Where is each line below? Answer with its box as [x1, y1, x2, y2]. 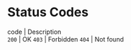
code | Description [7, 27, 62, 36]
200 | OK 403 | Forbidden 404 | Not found [7, 35, 124, 43]
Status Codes [7, 4, 89, 20]
